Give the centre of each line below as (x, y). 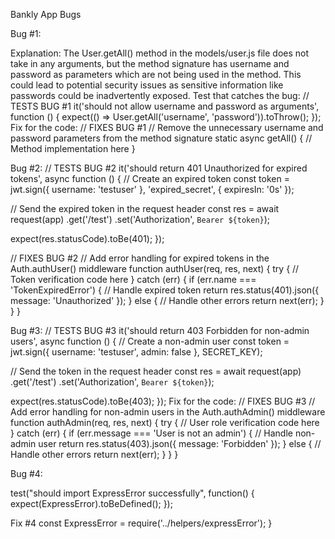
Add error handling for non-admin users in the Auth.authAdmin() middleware (168, 412)
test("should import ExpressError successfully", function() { (132, 493)
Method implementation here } (73, 148)
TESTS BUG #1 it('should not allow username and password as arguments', (165, 106)
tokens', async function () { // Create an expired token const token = (150, 178)
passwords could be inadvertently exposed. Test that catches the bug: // (160, 95)
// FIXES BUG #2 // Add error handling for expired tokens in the (140, 258)
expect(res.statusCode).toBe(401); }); (87, 238)
